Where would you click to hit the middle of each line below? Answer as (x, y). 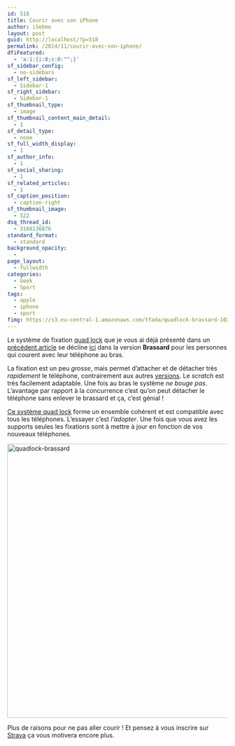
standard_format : (33, 235)
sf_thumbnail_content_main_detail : (59, 118)
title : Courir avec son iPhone (53, 20)
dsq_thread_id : (29, 222)
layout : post (26, 33)
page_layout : (26, 261)
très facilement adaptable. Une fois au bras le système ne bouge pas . (107, 383)
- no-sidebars (34, 72)
